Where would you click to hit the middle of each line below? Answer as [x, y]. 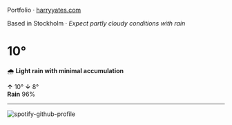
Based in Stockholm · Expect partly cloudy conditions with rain [96, 23]
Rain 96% [21, 94]
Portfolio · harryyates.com [44, 10]
